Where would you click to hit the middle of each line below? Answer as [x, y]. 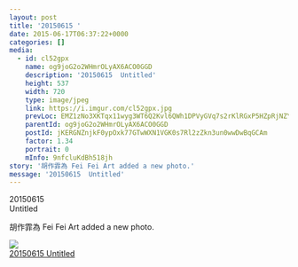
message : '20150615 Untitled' [67, 174]
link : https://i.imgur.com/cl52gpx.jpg [99, 108]
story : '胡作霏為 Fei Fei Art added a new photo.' [102, 166]
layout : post [33, 17]
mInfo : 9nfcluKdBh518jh [69, 157]
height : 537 [47, 83]
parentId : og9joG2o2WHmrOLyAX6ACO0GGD [97, 125]
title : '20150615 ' [45, 26]
